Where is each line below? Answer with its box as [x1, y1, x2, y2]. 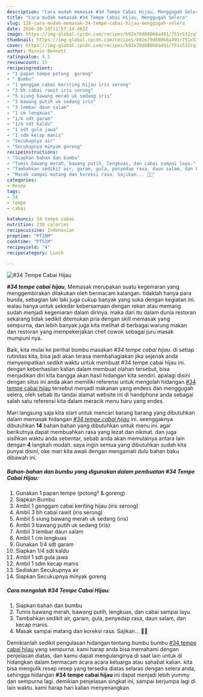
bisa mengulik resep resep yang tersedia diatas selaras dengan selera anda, [7, 665, 196, 672]
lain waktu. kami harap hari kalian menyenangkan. [7, 684, 131, 692]
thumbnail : [7, 37, 34, 43]
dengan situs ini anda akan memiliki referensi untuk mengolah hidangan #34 [7, 378, 196, 386]
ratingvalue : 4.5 [7, 54, 51, 60]
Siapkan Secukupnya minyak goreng [15, 573, 107, 580]
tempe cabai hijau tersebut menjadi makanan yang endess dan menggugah [7, 384, 194, 392]
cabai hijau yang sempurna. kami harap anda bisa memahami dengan [7, 646, 180, 653]
